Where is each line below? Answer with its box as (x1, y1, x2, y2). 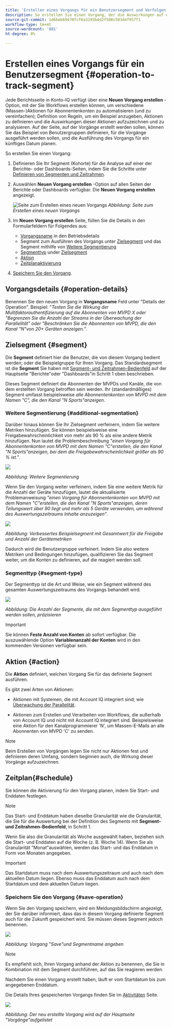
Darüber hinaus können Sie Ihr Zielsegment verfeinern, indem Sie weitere (5, 421, 160, 428)
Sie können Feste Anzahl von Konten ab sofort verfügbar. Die (5, 632, 136, 638)
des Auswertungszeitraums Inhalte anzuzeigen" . (5, 511, 109, 517)
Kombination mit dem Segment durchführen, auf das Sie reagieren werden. (5, 966, 164, 973)
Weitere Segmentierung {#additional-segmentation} (5, 410, 139, 417)
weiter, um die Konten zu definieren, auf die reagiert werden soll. (5, 556, 142, 563)
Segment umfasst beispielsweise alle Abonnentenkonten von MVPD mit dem (5, 391, 167, 398)
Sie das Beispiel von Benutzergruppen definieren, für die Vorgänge (5, 129, 146, 135)
